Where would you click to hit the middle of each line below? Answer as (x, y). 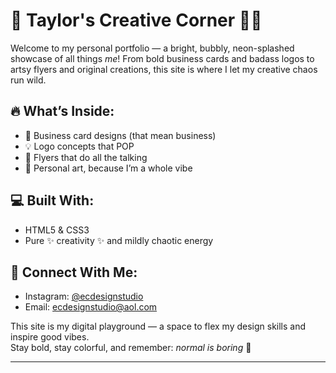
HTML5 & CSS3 (57, 230)
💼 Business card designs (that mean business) (120, 135)
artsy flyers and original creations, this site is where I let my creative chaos (164, 69)
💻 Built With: (52, 200)
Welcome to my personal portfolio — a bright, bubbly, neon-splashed (152, 48)
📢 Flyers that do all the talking (86, 157)
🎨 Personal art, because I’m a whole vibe (108, 168)
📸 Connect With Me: (74, 272)
